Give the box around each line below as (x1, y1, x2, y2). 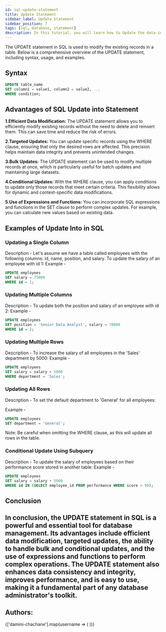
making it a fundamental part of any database (5, 583, 148, 592)
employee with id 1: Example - (5, 260, 66, 266)
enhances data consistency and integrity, (5, 568, 136, 576)
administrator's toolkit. (5, 591, 78, 600)
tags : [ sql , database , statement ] (5, 26, 77, 31)
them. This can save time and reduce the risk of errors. (5, 129, 117, 135)
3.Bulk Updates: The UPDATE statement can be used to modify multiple (5, 158, 152, 164)
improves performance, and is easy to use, (5, 576, 140, 584)
